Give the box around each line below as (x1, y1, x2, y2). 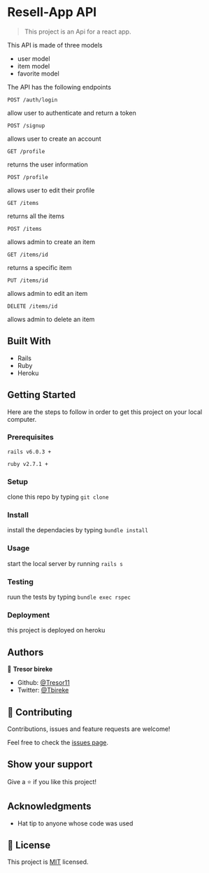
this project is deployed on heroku (7, 626, 106, 634)
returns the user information (7, 160, 89, 169)
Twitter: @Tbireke (17, 686, 69, 695)
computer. (7, 415, 37, 423)
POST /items (7, 225, 42, 232)
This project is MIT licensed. (7, 858, 89, 866)
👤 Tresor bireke (7, 665, 53, 674)
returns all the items (7, 211, 65, 220)
